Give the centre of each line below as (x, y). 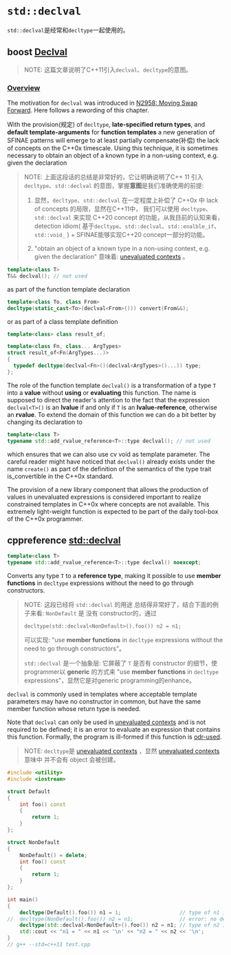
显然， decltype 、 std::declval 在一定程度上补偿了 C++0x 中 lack (126, 201)
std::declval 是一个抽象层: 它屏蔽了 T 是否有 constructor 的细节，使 (121, 664)
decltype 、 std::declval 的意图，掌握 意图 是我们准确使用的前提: (114, 186)
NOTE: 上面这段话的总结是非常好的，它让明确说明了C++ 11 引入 (114, 177)
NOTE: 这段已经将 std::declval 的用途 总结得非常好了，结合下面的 (118, 605)
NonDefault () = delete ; (54, 855)
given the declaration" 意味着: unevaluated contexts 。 (111, 257)
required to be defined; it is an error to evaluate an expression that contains (114, 730)
